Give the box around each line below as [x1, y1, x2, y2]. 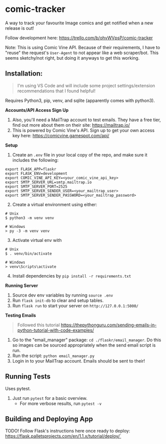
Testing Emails [5, 312, 36, 318]
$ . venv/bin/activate [5, 251, 52, 256]
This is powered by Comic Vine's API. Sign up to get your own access [12, 127, 155, 133]
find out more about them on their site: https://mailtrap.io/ [12, 122, 130, 128]
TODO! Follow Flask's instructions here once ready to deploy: [5, 428, 130, 434]
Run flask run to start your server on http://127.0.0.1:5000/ [12, 302, 139, 308]
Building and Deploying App [5, 415, 93, 423]
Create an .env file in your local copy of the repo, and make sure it [12, 151, 148, 157]
